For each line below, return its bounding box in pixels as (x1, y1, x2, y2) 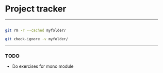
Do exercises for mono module (12, 63, 74, 69)
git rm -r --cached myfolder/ (5, 28, 66, 33)
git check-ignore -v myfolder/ (5, 36, 68, 41)
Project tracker (5, 3, 66, 14)
